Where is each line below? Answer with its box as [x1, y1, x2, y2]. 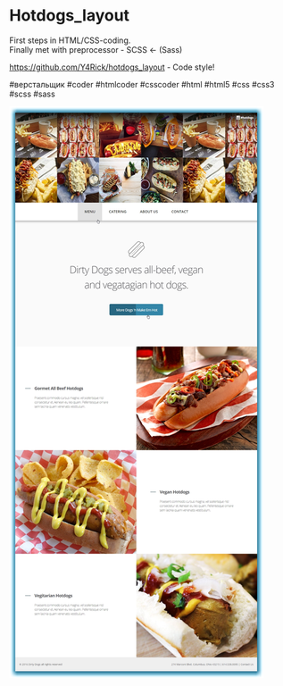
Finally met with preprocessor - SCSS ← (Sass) [9, 44, 183, 54]
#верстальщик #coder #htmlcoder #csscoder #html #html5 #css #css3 [9, 79, 275, 89]
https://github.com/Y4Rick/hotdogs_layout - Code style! [9, 62, 215, 72]
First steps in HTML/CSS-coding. [9, 35, 131, 46]
